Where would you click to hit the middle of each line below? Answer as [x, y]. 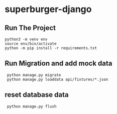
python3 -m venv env [26, 39]
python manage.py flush [32, 106]
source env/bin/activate [31, 44]
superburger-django [48, 9]
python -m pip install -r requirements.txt [51, 48]
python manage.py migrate [34, 75]
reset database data [37, 95]
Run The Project [30, 28]
